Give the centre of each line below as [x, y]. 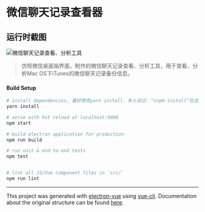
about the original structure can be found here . [65, 202]
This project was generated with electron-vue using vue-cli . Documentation [102, 196]
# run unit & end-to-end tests [46, 151]
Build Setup [21, 88]
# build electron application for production [65, 134]
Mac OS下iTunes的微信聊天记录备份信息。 [80, 73]
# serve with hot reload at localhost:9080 [63, 117]
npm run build [24, 140]
